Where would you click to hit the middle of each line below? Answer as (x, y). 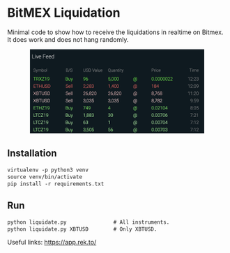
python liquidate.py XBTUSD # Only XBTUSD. (82, 229)
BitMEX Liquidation (64, 13)
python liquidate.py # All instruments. (89, 222)
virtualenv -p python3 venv (48, 170)
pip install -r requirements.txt (56, 184)
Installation (32, 153)
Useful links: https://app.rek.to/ (52, 242)
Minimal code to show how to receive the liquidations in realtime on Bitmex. (115, 32)
